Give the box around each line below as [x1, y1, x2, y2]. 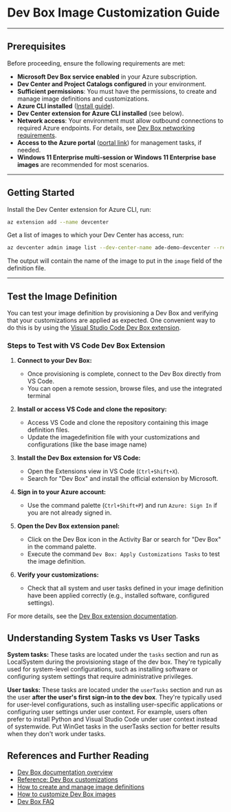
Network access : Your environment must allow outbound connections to [16, 116, 223, 125]
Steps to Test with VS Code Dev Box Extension [7, 341, 166, 350]
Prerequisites [7, 41, 66, 52]
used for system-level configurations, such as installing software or [7, 665, 198, 673]
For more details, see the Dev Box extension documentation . [7, 612, 178, 620]
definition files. [27, 426, 70, 434]
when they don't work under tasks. [7, 730, 106, 738]
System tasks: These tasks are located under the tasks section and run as [7, 651, 219, 659]
